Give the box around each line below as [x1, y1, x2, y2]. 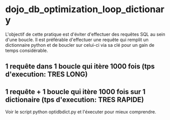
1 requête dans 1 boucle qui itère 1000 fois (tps [5, 62, 155, 71]
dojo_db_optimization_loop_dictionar [5, 4, 165, 15]
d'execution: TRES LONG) [5, 70, 88, 79]
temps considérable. [5, 47, 48, 53]
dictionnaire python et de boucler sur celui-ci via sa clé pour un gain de [5, 42, 155, 48]
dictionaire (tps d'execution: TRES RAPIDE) [5, 95, 144, 104]
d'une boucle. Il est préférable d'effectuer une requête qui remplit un [5, 37, 149, 43]
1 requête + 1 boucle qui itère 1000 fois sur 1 [5, 87, 146, 96]
